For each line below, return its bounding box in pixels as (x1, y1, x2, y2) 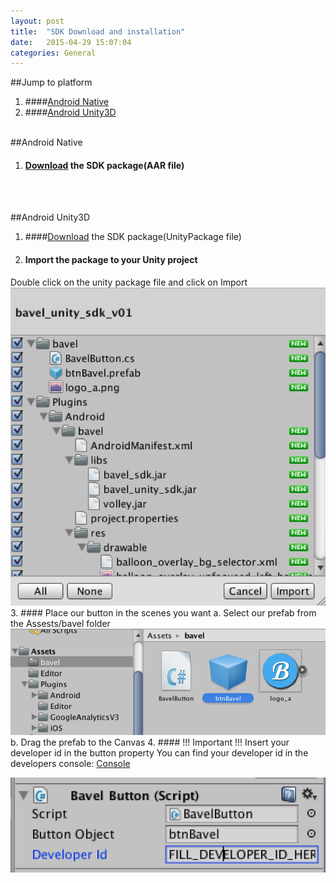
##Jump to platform (10, 76, 93, 89)
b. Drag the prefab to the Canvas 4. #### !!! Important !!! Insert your (10, 736, 290, 749)
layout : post (10, 16, 65, 26)
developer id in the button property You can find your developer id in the (10, 747, 309, 759)
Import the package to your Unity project (24, 254, 198, 266)
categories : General (10, 48, 97, 58)
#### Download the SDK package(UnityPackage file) (24, 231, 242, 243)
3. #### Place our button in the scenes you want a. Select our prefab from (10, 607, 317, 619)
